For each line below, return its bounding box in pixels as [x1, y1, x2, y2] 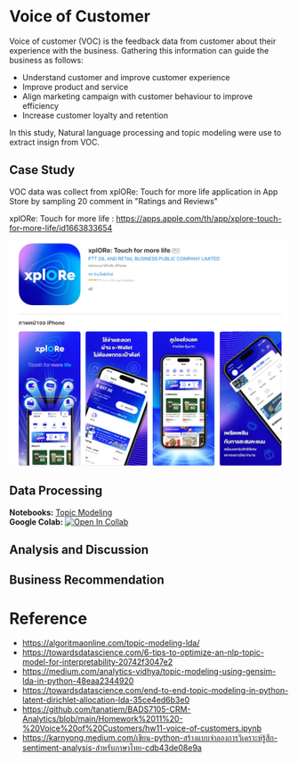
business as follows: [9, 54, 84, 65]
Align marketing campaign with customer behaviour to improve [21, 91, 254, 102]
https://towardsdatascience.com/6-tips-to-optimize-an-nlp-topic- [21, 647, 265, 658]
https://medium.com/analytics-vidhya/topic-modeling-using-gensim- [21, 667, 277, 677]
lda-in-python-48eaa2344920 [21, 675, 134, 686]
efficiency [21, 100, 60, 111]
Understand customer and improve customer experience [21, 71, 230, 82]
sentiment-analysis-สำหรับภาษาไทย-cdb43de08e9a [21, 742, 202, 753]
